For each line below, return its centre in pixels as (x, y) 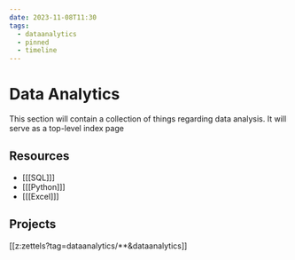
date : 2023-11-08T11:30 (53, 17)
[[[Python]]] (43, 186)
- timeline (37, 51)
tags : (19, 26)
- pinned (33, 42)
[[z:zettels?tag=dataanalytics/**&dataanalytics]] (98, 246)
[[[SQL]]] (39, 177)
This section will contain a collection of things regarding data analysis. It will (148, 119)
